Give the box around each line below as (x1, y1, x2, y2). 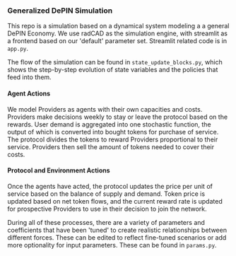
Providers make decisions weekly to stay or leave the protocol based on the (7, 112, 228, 121)
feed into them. (7, 73, 52, 81)
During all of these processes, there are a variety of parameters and (7, 218, 205, 226)
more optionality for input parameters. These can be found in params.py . (7, 240, 217, 249)
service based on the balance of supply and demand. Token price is (7, 190, 206, 198)
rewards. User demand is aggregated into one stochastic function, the (7, 120, 211, 129)
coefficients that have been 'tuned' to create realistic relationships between (7, 226, 228, 234)
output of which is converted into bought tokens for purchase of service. (7, 127, 219, 136)
